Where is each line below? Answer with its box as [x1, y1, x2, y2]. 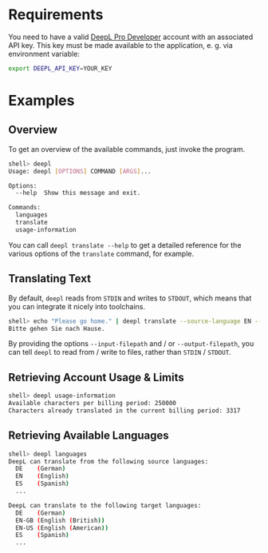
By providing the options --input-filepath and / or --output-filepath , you [8, 339, 254, 348]
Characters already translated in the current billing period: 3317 [8, 406, 241, 415]
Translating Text [8, 272, 92, 285]
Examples [8, 92, 75, 109]
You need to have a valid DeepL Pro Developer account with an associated [8, 32, 254, 42]
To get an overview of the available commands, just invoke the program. [8, 144, 246, 153]
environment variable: [8, 49, 80, 58]
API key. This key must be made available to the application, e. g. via [8, 40, 233, 50]
